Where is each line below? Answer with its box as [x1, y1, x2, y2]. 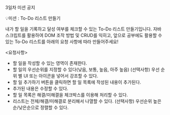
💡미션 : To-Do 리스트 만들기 [5, 15, 61, 21]
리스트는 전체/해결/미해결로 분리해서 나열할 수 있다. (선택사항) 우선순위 [12, 98, 152, 104]
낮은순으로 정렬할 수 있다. [18, 104, 69, 110]
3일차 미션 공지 [5, 5, 36, 10]
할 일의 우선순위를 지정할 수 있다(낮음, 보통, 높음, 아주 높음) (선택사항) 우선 [12, 66, 160, 72]
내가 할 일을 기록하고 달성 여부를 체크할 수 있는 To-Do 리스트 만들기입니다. [5, 26, 152, 32]
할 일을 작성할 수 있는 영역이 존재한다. [12, 60, 87, 66]
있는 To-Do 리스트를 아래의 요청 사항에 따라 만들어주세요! [5, 39, 119, 45]
